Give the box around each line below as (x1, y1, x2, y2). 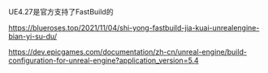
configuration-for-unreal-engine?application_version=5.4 (8, 55, 199, 65)
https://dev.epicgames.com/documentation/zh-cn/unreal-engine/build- (8, 47, 248, 56)
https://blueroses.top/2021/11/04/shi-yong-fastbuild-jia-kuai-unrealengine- (8, 23, 260, 32)
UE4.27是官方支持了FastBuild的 (8, 7, 114, 16)
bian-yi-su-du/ (8, 31, 58, 41)
